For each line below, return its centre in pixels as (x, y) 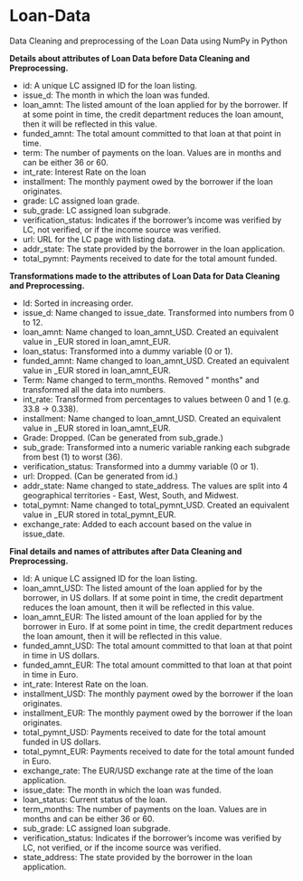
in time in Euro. (50, 674)
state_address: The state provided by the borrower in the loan (137, 857)
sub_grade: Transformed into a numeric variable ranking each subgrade (156, 447)
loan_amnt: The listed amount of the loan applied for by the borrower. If (155, 104)
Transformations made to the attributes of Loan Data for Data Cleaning (145, 276)
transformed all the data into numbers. (94, 389)
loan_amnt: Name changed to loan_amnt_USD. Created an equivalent (150, 332)
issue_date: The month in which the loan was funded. (122, 790)
